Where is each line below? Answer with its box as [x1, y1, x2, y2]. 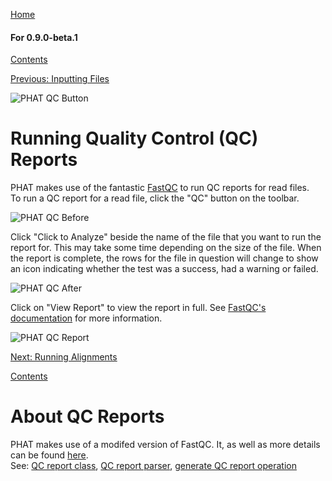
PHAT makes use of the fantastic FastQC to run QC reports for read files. [10, 182, 310, 194]
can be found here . [10, 449, 89, 461]
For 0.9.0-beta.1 [10, 31, 78, 43]
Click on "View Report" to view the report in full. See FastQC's [10, 302, 267, 314]
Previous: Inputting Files [10, 73, 110, 85]
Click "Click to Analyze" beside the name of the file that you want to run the [10, 231, 322, 243]
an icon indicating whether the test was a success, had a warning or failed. [10, 263, 319, 275]
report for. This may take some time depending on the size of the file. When [10, 242, 322, 254]
